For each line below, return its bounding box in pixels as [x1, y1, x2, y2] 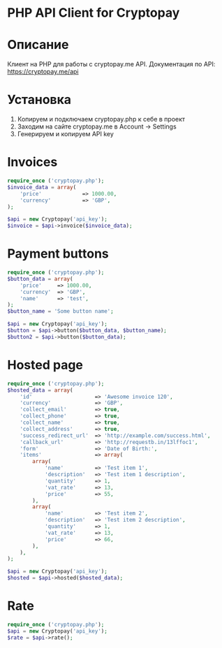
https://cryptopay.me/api [7, 68, 79, 76]
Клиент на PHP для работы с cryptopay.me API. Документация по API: [7, 60, 216, 68]
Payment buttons [7, 246, 110, 262]
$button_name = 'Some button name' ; [7, 308, 114, 315]
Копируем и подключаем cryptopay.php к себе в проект [17, 115, 186, 124]
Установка [7, 92, 72, 108]
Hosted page [7, 358, 84, 373]
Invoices [7, 154, 58, 170]
